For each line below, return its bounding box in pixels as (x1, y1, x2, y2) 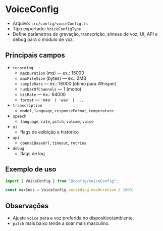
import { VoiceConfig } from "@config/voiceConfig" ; (5, 178, 119, 183)
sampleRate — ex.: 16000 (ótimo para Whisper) (20, 80, 117, 86)
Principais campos (5, 51, 65, 60)
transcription (12, 103, 42, 108)
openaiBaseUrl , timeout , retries (20, 140, 87, 146)
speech (12, 114, 27, 119)
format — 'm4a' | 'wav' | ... (20, 97, 84, 103)
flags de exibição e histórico (20, 129, 79, 135)
